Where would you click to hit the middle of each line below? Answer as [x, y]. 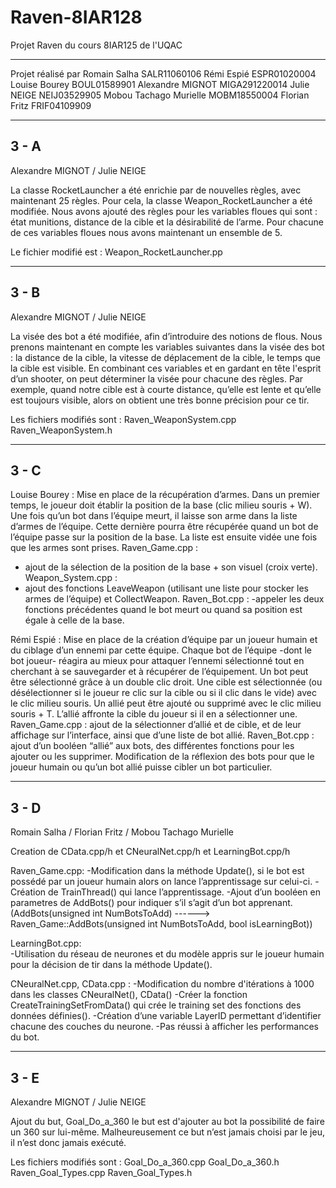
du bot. [25, 1037]
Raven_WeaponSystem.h [61, 430]
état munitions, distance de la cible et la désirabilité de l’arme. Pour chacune [167, 222]
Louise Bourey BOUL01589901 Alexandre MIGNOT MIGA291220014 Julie [160, 84]
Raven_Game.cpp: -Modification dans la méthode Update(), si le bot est [157, 871]
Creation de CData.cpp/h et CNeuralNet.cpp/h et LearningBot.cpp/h [150, 852]
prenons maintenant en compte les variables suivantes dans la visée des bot [167, 347]
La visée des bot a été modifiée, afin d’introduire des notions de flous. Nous [166, 336]
